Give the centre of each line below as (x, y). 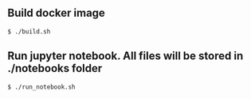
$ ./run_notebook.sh (42, 87)
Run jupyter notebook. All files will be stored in (125, 56)
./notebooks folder (55, 68)
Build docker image (56, 13)
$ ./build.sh (29, 31)
